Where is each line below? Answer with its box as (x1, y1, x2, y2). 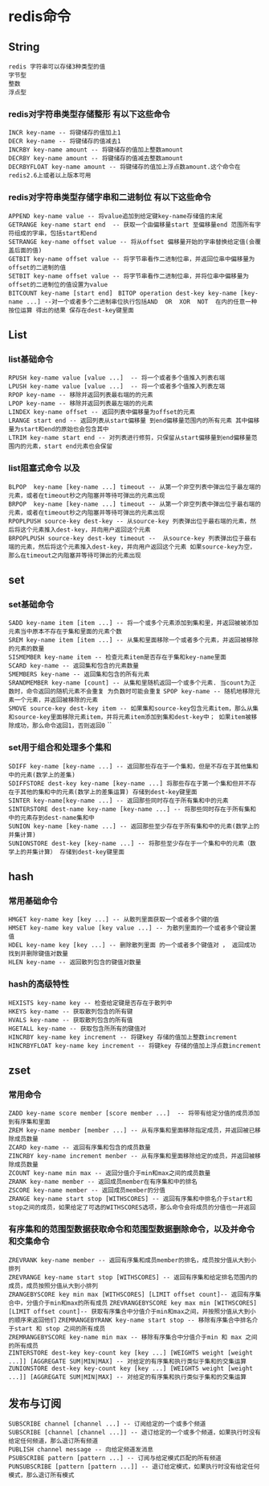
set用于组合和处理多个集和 (8, 742, 112, 753)
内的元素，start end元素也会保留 (14, 442, 113, 451)
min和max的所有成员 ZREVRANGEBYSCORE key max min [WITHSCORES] (50, 1298, 257, 1307)
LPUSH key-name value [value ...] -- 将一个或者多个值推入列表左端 (8, 383, 226, 391)
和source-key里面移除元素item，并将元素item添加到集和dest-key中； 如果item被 (8, 714, 251, 722)
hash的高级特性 (8, 979, 70, 990)
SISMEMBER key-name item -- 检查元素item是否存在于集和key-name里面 (8, 653, 226, 661)
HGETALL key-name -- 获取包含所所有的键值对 (8, 1024, 146, 1033)
